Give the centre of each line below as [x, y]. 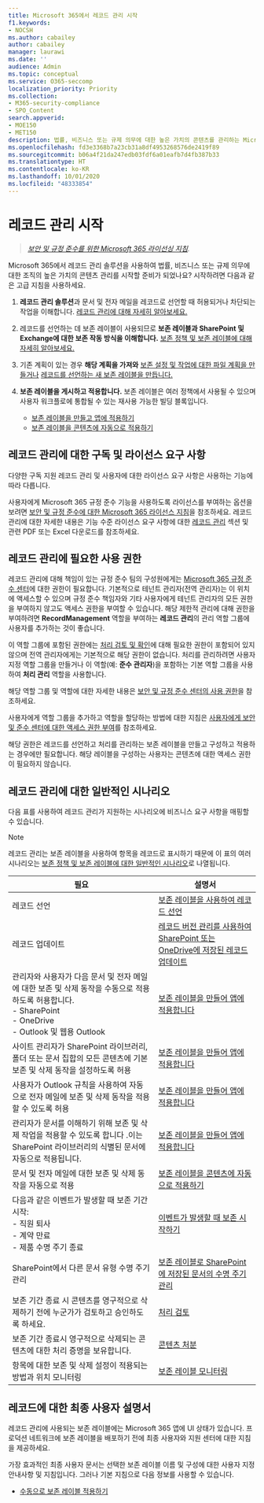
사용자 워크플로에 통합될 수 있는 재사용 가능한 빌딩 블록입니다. [114, 401]
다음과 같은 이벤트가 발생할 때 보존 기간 [80, 1200]
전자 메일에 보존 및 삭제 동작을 [81, 1097]
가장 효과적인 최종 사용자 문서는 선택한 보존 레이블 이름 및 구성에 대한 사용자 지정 [132, 1464]
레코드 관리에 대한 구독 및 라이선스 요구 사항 [107, 455]
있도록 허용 [50, 1109]
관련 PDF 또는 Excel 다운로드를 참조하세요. [74, 531]
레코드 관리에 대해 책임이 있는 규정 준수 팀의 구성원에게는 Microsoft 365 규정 [126, 579]
